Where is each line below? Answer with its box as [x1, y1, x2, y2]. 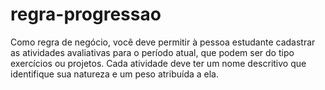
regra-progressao [10, 3, 162, 26]
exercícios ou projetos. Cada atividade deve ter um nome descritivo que [10, 57, 307, 69]
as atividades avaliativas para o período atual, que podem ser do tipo [10, 46, 295, 58]
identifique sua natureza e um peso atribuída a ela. [10, 68, 220, 80]
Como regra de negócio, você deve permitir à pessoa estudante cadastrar [10, 36, 316, 48]
